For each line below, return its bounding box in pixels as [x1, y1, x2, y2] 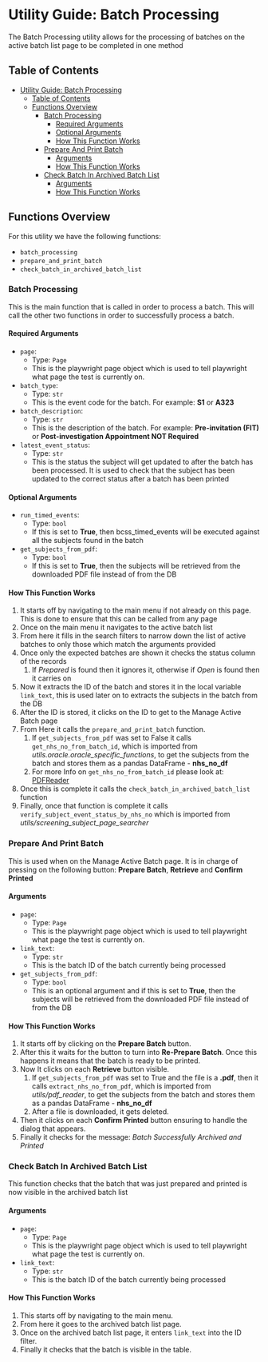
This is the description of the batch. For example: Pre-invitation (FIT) [31, 423, 259, 433]
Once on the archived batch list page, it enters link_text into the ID [19, 1328, 242, 1337]
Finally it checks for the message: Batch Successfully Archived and [19, 1132, 242, 1142]
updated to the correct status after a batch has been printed [31, 474, 230, 484]
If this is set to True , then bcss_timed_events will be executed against [31, 527, 260, 537]
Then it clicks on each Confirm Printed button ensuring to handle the [19, 1116, 248, 1125]
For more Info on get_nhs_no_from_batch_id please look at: [31, 767, 225, 777]
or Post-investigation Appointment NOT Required [31, 432, 199, 441]
